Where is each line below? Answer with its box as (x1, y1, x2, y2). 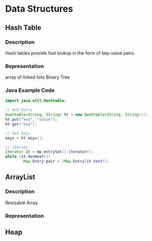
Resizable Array (5, 199, 38, 205)
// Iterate (5, 145, 28, 150)
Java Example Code (5, 87, 55, 94)
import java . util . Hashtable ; (5, 98, 67, 104)
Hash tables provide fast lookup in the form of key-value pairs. (5, 50, 135, 56)
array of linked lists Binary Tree (5, 74, 70, 80)
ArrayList (5, 173, 35, 182)
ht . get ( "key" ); (5, 121, 37, 127)
